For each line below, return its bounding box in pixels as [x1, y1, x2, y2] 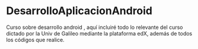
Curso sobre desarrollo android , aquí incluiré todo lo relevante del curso [6, 24, 183, 31]
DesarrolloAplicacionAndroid [6, 4, 153, 18]
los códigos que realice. [6, 36, 65, 43]
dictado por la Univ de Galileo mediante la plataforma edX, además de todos [6, 30, 193, 37]
